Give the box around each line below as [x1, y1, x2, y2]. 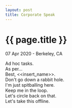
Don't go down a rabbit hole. [5, 77, 64, 83]
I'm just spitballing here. [5, 82, 55, 88]
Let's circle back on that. [5, 93, 57, 99]
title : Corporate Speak [5, 12, 55, 17]
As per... [5, 66, 23, 72]
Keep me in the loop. [5, 87, 48, 94]
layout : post [5, 7, 33, 13]
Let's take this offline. [5, 98, 50, 104]
